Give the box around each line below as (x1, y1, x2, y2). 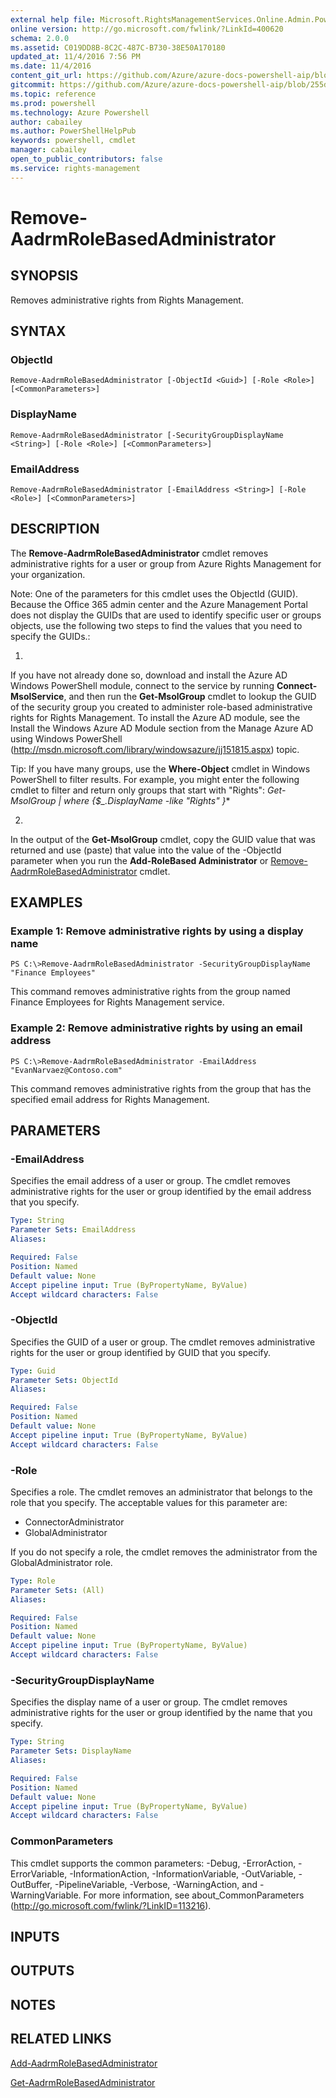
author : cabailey (10, 117, 83, 127)
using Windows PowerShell (10, 732, 123, 745)
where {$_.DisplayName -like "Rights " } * (63, 794, 231, 806)
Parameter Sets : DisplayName (10, 1746, 132, 1756)
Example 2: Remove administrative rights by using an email (10, 1021, 303, 1035)
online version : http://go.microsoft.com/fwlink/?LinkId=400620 (10, 24, 284, 34)
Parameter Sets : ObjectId (10, 1375, 118, 1385)
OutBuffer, (10, 1878, 53, 1890)
